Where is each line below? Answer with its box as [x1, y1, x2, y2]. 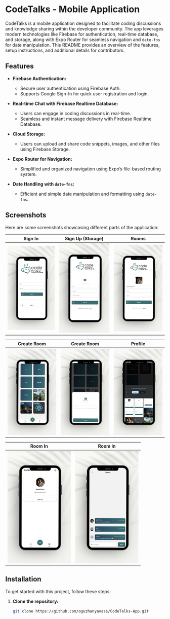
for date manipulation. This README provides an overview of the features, [5, 42, 160, 48]
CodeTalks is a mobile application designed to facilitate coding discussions [5, 20, 161, 26]
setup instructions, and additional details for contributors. [5, 47, 125, 53]
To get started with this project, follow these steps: [5, 588, 111, 594]
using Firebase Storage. [20, 146, 70, 152]
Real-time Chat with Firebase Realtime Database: [12, 100, 118, 106]
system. [20, 171, 37, 177]
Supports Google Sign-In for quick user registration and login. [20, 90, 149, 97]
